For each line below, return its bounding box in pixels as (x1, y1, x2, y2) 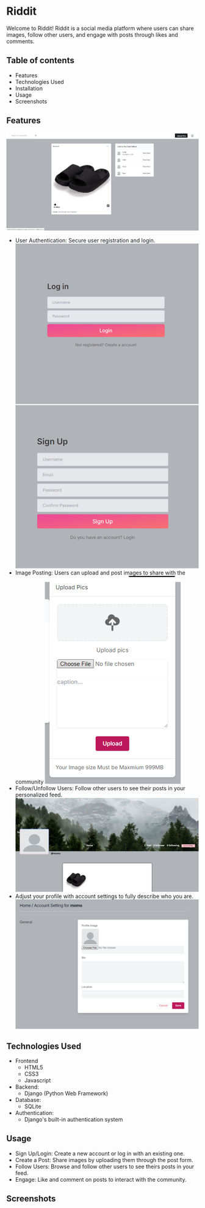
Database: (15, 1097, 41, 1103)
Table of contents (6, 55, 74, 66)
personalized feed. (15, 791, 63, 799)
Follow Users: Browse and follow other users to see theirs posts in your (15, 1163, 194, 1170)
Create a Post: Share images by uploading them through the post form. (15, 1156, 193, 1163)
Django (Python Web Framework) (24, 1090, 109, 1097)
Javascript (24, 1077, 51, 1084)
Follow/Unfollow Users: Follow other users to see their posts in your (15, 785, 185, 792)
